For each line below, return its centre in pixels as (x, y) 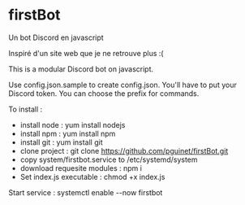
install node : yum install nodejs (73, 124)
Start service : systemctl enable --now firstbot (86, 192)
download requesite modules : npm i (81, 168)
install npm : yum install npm (68, 133)
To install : (26, 109)
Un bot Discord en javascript (56, 37)
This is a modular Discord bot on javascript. (81, 69)
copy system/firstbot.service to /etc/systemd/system (109, 159)
